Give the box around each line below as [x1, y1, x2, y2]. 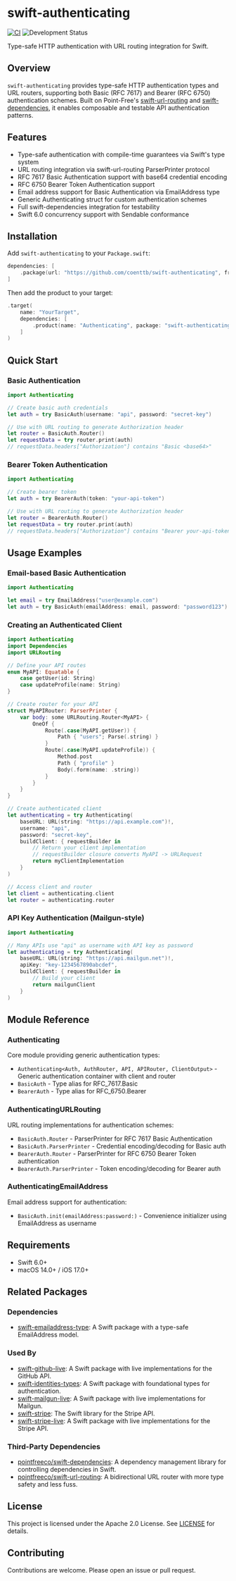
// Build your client [32, 974, 96, 982]
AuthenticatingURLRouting [7, 1105, 101, 1115]
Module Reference [7, 1013, 90, 1026]
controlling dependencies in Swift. [17, 1465, 117, 1473]
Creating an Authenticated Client [7, 620, 123, 630]
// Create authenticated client [7, 805, 102, 812]
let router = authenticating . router [7, 896, 114, 903]
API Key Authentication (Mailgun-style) [7, 913, 145, 923]
